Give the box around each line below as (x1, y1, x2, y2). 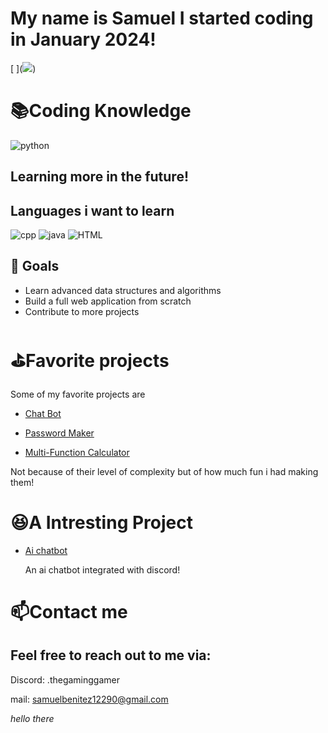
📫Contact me (10, 600, 128, 623)
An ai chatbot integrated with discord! (24, 563, 181, 576)
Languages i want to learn (10, 202, 175, 219)
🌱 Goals (10, 258, 60, 275)
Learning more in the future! (10, 168, 190, 186)
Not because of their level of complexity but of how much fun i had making (10, 465, 319, 477)
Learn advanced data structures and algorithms (24, 284, 222, 296)
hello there (10, 712, 55, 724)
